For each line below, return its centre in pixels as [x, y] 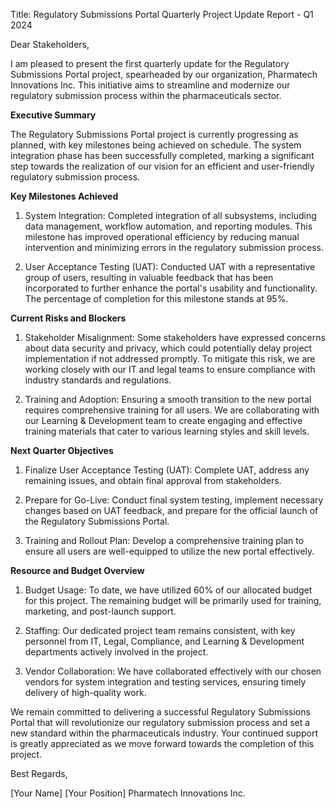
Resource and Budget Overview [77, 570]
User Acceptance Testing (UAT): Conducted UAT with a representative [170, 267]
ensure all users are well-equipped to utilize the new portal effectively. [169, 551]
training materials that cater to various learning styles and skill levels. [167, 431]
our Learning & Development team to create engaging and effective [163, 420]
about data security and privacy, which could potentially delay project [168, 348]
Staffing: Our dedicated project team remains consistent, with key [160, 630]
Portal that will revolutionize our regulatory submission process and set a [160, 722]
